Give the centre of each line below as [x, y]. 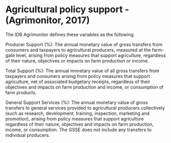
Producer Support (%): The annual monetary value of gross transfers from [84, 44]
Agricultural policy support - [67, 9]
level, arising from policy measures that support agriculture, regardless [91, 55]
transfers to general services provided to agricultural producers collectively [85, 108]
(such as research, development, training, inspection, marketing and [78, 113]
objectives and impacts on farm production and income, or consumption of [84, 87]
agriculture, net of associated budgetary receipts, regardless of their [78, 81]
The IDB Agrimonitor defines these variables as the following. [70, 34]
